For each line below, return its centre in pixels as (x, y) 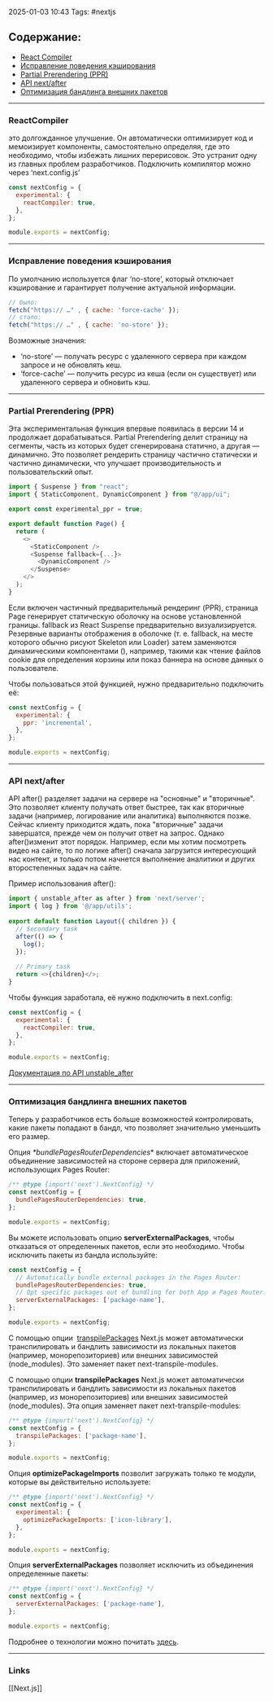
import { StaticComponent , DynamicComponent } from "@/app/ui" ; (119, 495)
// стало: (25, 318)
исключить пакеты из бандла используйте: (83, 1255)
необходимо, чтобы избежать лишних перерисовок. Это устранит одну (133, 156)
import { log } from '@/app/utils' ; (70, 906)
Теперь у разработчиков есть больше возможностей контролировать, (131, 1120)
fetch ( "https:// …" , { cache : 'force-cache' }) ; (94, 310)
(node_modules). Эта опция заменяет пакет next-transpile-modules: (125, 1405)
